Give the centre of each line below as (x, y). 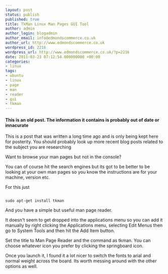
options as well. (21, 266)
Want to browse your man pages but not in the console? (63, 157)
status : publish (22, 15)
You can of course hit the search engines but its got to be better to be (78, 167)
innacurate (17, 125)
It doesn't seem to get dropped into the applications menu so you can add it (84, 220)
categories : (18, 62)
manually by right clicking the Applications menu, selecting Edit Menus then (84, 226)
